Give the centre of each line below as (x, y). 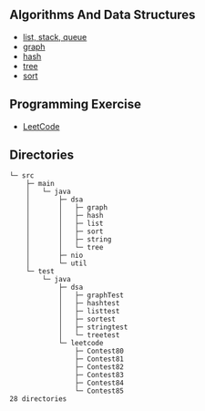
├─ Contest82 (99, 367)
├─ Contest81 (99, 359)
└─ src (22, 176)
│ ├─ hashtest (89, 303)
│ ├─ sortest (87, 319)
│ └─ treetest (89, 335)
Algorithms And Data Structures (102, 15)
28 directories (38, 399)
